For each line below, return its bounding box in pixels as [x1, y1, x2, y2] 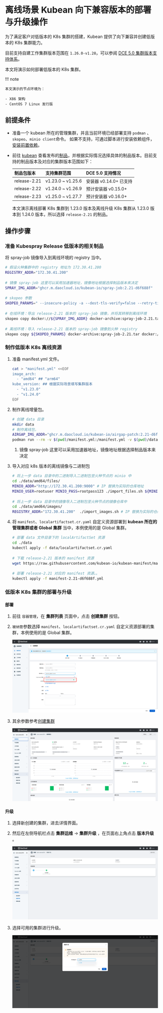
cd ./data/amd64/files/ [12, 479, 61, 484]
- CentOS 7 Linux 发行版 [5, 102, 53, 107]
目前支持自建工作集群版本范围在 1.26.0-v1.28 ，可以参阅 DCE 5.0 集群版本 [5, 50, 153, 56]
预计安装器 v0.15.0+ [86, 186, 127, 192]
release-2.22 [14, 186, 42, 192]
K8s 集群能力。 [14, 39, 45, 45]
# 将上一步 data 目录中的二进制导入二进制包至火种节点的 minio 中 [12, 474, 132, 479]
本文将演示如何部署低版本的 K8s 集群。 [5, 66, 83, 72]
